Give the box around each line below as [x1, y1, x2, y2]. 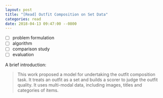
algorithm [12, 40, 32, 46]
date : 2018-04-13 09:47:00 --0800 [5, 21, 77, 26]
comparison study [12, 46, 50, 52]
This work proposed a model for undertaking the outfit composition [17, 71, 156, 77]
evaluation [12, 52, 34, 58]
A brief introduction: [5, 62, 46, 68]
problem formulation [12, 35, 55, 41]
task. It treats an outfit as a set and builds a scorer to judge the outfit [17, 77, 158, 83]
